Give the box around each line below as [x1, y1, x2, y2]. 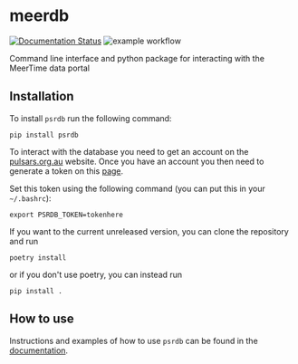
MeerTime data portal [9, 62, 91, 73]
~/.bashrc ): [9, 192, 52, 204]
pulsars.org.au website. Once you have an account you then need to [9, 156, 264, 167]
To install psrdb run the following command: [9, 112, 172, 123]
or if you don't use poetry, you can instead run [9, 269, 183, 280]
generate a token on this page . [9, 165, 124, 177]
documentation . [9, 345, 69, 356]
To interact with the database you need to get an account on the [9, 146, 249, 157]
